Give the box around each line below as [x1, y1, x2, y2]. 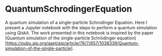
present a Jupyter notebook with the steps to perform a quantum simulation [5, 24, 158, 30]
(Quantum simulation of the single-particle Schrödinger [5, 35, 116, 41]
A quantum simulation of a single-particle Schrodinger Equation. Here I [5, 19, 147, 25]
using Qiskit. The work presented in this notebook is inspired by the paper [5, 30, 154, 36]
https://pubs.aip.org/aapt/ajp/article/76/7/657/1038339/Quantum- [6, 40, 139, 46]
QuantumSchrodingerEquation [5, 3, 132, 15]
